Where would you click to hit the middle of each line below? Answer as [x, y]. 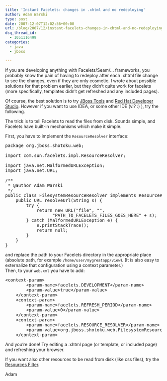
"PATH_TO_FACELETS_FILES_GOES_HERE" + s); [105, 215]
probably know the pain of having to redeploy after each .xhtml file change [82, 75]
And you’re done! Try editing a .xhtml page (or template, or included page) [81, 344]
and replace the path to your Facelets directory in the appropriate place [78, 254]
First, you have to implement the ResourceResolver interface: [67, 136]
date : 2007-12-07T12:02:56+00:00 [40, 24]
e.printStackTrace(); [63, 225]
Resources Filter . [22, 365]
